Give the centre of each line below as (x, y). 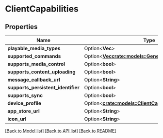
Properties (21, 27)
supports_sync (25, 95)
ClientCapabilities (42, 9)
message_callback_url (34, 80)
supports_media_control (36, 64)
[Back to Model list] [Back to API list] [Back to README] (61, 131)
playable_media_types (34, 48)
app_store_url (24, 111)
